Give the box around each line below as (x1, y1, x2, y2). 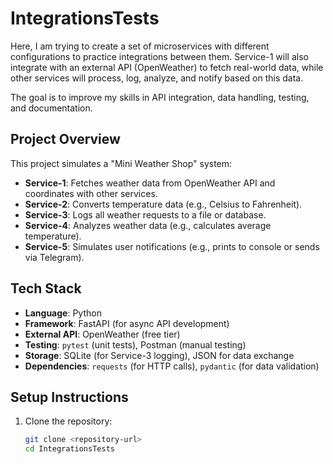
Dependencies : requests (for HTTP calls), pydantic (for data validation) (24, 360, 320, 372)
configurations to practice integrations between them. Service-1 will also (10, 50, 309, 62)
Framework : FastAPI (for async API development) (24, 317, 230, 329)
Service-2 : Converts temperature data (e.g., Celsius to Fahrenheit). (24, 198, 303, 210)
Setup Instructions (10, 388, 129, 406)
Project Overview (10, 131, 121, 148)
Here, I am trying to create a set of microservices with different (10, 40, 270, 52)
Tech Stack (10, 280, 82, 297)
